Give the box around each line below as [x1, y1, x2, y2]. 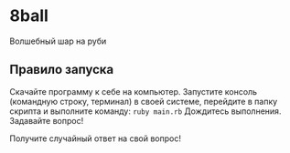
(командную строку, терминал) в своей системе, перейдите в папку [9, 96, 278, 107]
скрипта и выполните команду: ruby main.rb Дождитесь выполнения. [9, 106, 282, 117]
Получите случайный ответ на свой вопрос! [9, 133, 181, 144]
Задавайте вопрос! [9, 115, 84, 126]
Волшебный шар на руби [9, 36, 107, 46]
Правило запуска [9, 62, 114, 77]
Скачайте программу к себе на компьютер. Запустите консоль [9, 86, 258, 97]
